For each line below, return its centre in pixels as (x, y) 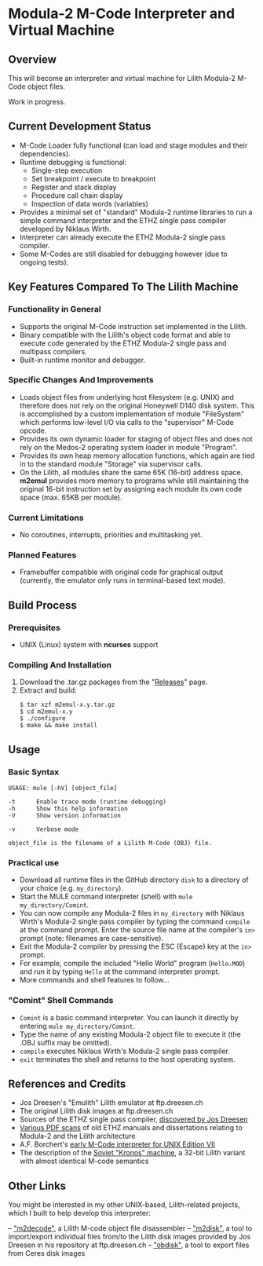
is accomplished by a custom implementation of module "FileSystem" (132, 414)
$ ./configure (42, 719)
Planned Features (42, 555)
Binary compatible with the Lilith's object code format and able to (125, 335)
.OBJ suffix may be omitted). (66, 1042)
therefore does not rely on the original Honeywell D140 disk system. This (137, 405)
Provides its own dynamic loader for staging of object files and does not (136, 439)
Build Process (42, 605)
